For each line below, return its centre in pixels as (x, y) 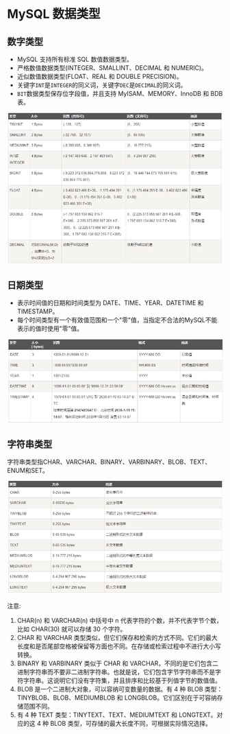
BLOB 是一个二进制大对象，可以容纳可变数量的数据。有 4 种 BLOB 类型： (120, 689)
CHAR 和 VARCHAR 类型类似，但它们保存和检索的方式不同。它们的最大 (117, 637)
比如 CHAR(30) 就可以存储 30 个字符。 (72, 629)
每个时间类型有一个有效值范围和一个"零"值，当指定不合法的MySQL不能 (117, 320)
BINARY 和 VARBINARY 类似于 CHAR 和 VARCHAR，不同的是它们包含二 (118, 663)
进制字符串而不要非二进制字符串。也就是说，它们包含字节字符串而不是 (116, 672)
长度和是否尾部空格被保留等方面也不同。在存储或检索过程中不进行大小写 (119, 646)
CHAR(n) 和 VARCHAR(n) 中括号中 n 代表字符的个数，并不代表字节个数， (119, 620)
